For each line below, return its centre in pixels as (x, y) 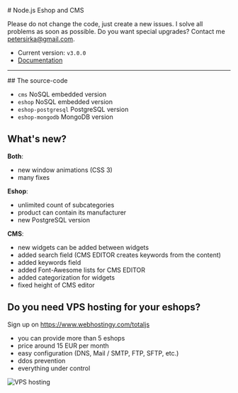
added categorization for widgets (66, 277)
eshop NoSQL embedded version (65, 102)
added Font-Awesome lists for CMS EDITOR (81, 270)
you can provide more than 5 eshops (71, 338)
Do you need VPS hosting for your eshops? (104, 307)
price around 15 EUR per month (63, 346)
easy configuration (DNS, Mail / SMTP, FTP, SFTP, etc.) (98, 353)
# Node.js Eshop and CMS (46, 10)
